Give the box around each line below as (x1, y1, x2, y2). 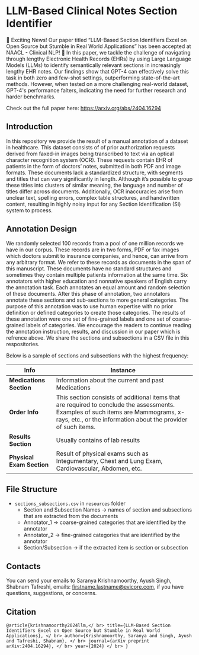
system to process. (6, 206, 53, 214)
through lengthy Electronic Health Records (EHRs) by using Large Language (6, 55, 191, 62)
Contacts (6, 561, 41, 571)
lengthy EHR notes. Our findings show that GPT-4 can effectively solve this (6, 68, 190, 75)
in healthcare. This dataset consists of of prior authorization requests (6, 143, 175, 151)
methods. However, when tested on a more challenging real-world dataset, (6, 80, 189, 87)
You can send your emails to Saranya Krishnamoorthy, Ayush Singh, (6, 577, 172, 584)
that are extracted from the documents (23, 513, 118, 520)
